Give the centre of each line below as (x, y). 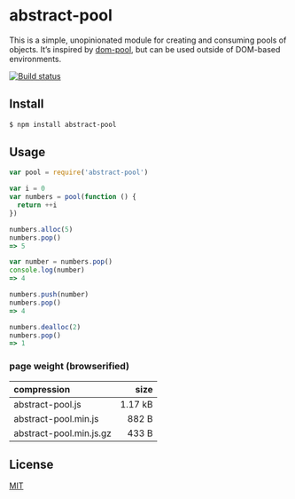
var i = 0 (27, 189)
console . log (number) (47, 270)
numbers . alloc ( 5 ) (41, 229)
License (31, 464)
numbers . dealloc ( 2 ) (45, 327)
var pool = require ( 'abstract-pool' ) (79, 173)
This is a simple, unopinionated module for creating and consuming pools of (148, 40)
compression (42, 389)
